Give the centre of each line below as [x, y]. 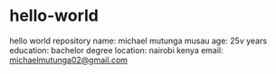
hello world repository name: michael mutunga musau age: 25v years [138, 41]
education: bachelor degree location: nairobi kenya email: [116, 50]
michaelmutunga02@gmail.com [69, 60]
